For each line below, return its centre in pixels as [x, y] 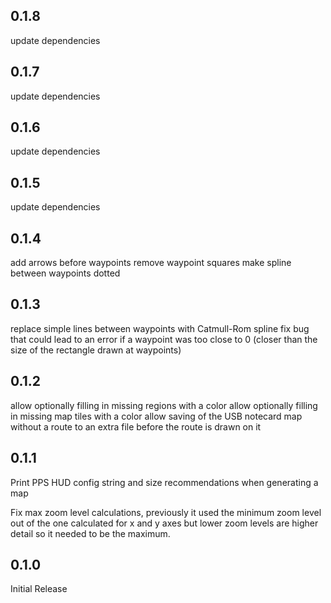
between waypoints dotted [65, 273]
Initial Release [39, 589]
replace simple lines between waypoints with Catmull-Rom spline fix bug [160, 328]
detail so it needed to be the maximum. [90, 533]
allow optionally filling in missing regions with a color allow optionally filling [164, 405]
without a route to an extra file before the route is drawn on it [136, 426]
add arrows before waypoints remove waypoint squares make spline [151, 263]
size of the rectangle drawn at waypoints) [96, 350]
